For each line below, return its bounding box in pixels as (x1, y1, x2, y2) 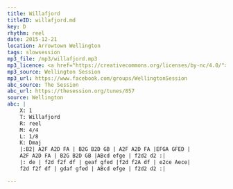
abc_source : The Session (7, 81, 79, 88)
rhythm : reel (7, 29, 45, 37)
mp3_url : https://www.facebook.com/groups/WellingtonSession (7, 74, 188, 82)
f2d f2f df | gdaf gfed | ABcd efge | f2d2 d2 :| (19, 165, 166, 172)
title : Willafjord (7, 10, 60, 17)
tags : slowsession (7, 49, 60, 56)
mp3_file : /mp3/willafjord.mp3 (7, 56, 98, 63)
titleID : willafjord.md (7, 17, 76, 24)
